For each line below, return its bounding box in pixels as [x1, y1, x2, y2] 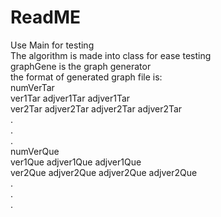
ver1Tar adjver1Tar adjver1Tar [10, 92, 131, 104]
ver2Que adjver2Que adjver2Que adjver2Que [10, 166, 198, 178]
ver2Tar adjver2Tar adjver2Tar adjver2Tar [10, 102, 183, 115]
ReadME [10, 6, 81, 29]
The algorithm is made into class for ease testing [10, 49, 212, 61]
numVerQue [10, 145, 60, 157]
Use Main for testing [10, 39, 95, 51]
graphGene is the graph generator [10, 60, 152, 72]
